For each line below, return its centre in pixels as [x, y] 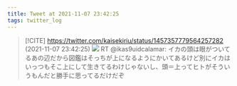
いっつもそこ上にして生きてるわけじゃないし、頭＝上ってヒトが [118, 66]
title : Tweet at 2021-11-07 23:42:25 [63, 14]
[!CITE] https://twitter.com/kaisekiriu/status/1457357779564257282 [124, 40]
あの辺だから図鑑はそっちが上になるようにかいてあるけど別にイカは [131, 58]
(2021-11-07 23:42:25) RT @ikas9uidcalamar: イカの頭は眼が [118, 49]
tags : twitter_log [35, 20]
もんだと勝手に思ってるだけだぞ [78, 75]
